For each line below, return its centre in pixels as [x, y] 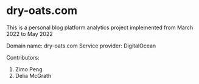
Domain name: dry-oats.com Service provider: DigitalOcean [81, 46]
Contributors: [23, 57]
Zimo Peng [29, 69]
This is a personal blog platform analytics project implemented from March [100, 27]
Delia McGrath [33, 75]
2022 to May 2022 [30, 33]
